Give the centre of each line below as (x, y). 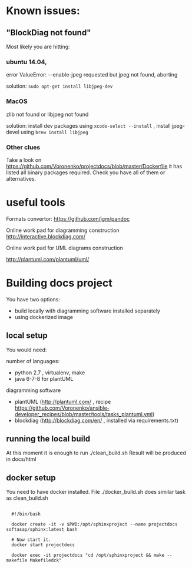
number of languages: (33, 361)
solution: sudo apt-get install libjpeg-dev (59, 86)
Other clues (23, 147)
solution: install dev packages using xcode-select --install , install (88, 125)
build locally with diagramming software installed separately (87, 311)
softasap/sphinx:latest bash (42, 530)
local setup (27, 336)
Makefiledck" (46, 560)
